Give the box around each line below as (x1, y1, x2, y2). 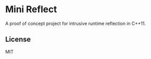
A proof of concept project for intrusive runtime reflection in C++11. (5, 20, 146, 26)
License (5, 35, 31, 44)
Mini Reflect (5, 4, 57, 15)
